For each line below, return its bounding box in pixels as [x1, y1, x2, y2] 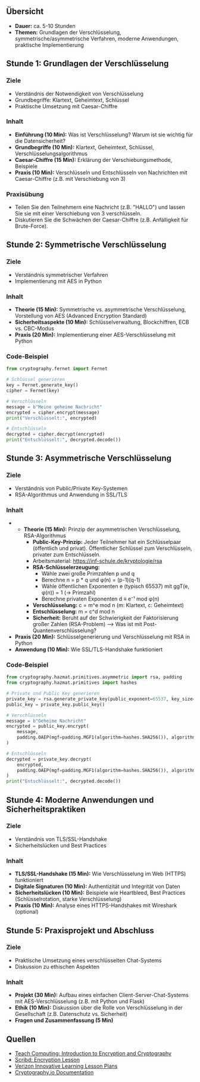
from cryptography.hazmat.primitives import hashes [6, 680, 137, 686]
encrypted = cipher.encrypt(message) [6, 409, 100, 415]
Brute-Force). [14, 223, 48, 230]
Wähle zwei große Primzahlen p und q [41, 570, 135, 577]
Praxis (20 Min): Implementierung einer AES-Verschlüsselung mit [14, 332, 176, 339]
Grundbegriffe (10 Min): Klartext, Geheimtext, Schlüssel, [14, 143, 154, 151]
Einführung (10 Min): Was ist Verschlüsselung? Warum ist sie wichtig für [14, 131, 193, 138]
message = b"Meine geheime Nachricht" [6, 404, 102, 410]
